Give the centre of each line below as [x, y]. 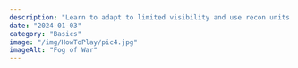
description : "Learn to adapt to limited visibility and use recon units [150, 17]
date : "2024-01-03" [46, 26]
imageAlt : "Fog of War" [54, 50]
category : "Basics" [46, 34]
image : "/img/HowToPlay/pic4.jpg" [74, 42]
